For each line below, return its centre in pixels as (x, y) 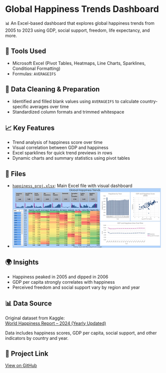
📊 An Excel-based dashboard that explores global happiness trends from (80, 23)
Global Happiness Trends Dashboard (82, 9)
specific (20, 106)
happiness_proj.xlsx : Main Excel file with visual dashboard (72, 186)
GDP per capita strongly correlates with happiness (63, 282)
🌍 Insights (22, 262)
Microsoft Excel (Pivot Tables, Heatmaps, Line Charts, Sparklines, (79, 63)
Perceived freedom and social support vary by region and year (76, 287)
